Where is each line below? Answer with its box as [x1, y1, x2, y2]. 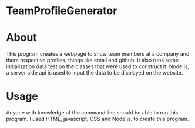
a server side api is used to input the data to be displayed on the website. [6, 69, 183, 76]
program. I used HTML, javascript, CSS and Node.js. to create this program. [6, 116, 189, 123]
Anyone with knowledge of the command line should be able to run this [6, 109, 179, 116]
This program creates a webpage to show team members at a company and [6, 50, 190, 58]
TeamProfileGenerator [6, 4, 117, 18]
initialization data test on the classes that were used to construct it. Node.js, [6, 63, 190, 70]
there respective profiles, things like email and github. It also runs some [6, 57, 179, 64]
